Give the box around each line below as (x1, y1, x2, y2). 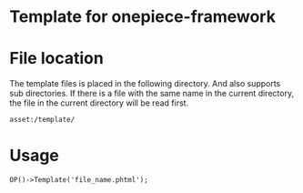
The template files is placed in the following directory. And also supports (9, 78, 281, 89)
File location (9, 48, 105, 69)
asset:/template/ (9, 116, 76, 125)
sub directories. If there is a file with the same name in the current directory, (9, 88, 294, 99)
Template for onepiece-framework (9, 6, 276, 27)
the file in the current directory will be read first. (9, 97, 189, 108)
